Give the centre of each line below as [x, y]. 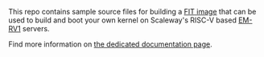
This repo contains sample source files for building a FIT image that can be [132, 12]
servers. [36, 28]
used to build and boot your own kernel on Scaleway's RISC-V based [123, 20]
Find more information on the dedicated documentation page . [111, 44]
